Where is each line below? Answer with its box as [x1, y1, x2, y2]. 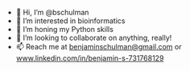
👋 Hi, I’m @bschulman [15, 8, 89, 17]
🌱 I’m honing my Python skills [15, 25, 114, 34]
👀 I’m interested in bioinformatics [15, 16, 126, 26]
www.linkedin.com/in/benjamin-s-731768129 [15, 53, 164, 63]
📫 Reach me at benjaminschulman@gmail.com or [15, 42, 182, 51]
